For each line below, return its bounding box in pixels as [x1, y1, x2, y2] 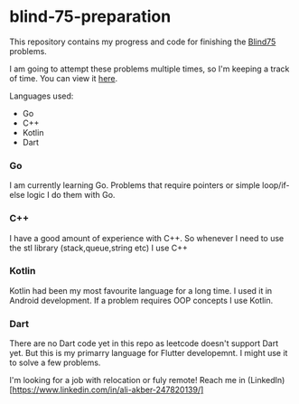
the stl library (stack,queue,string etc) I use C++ [9, 242, 188, 253]
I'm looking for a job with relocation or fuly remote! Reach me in [9, 375, 246, 386]
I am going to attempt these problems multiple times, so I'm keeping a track [9, 63, 290, 74]
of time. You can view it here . [9, 72, 118, 83]
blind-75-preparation [9, 6, 172, 27]
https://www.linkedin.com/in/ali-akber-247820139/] [12, 384, 204, 395]
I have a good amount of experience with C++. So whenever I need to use [9, 232, 285, 243]
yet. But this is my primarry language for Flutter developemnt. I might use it [9, 348, 288, 359]
